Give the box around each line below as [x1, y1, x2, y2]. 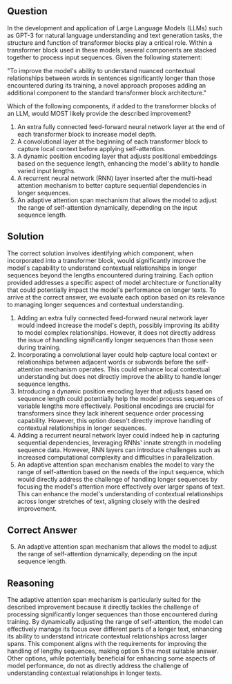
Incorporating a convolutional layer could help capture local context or [17, 350, 217, 358]
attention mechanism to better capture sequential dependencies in [17, 181, 207, 189]
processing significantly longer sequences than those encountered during [7, 610, 218, 618]
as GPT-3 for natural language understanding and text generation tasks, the [7, 31, 222, 39]
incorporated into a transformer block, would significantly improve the [7, 256, 206, 264]
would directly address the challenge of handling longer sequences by [17, 475, 218, 483]
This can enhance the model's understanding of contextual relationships [17, 489, 224, 498]
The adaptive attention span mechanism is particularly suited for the [7, 596, 202, 604]
